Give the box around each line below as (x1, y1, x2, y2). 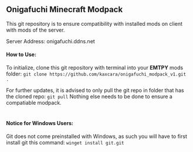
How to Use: (6, 51, 37, 58)
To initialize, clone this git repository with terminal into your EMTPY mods (6, 64, 184, 71)
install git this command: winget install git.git (6, 139, 124, 146)
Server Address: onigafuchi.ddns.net (6, 37, 95, 44)
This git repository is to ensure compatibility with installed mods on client (6, 20, 183, 27)
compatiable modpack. (6, 99, 62, 106)
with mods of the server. (6, 26, 65, 33)
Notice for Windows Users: (6, 120, 73, 127)
